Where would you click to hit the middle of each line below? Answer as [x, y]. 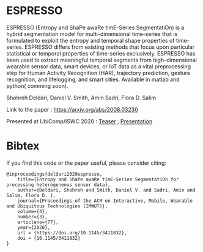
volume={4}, [32, 211]
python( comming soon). [37, 85]
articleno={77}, [38, 222]
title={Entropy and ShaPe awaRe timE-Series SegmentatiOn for [98, 179]
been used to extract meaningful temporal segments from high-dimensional [102, 60]
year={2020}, [34, 227]
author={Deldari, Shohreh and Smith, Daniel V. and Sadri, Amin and [106, 190]
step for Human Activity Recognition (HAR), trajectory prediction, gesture [98, 73]
